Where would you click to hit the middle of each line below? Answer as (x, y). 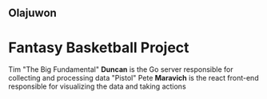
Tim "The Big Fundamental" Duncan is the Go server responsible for (121, 69)
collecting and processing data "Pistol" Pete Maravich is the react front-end (133, 78)
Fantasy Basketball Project (99, 48)
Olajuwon (33, 13)
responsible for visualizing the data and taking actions (97, 86)
